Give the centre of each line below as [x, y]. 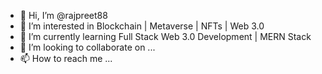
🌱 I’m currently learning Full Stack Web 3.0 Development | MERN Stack [165, 36]
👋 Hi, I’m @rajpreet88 [63, 15]
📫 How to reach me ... [66, 58]
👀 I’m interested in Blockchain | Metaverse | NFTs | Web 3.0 [142, 26]
